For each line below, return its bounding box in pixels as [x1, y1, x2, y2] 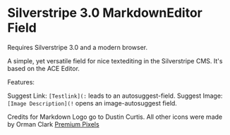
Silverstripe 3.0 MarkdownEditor [7, 5, 202, 21]
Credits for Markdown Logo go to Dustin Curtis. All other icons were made [7, 112, 223, 121]
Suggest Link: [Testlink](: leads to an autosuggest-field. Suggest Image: [7, 91, 223, 100]
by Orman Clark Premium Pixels [7, 120, 100, 128]
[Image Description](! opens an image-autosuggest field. [7, 98, 178, 107]
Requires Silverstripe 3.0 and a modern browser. [7, 43, 148, 51]
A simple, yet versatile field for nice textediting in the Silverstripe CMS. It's [7, 56, 223, 65]
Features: [7, 77, 35, 86]
